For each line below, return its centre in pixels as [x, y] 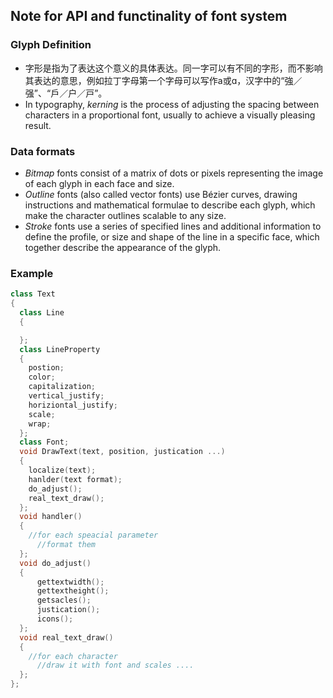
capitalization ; [62, 387]
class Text [33, 294]
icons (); [55, 619]
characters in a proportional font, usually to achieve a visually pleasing [170, 115]
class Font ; [44, 442]
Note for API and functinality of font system [149, 16]
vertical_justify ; [66, 396]
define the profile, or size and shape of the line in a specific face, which [172, 236]
